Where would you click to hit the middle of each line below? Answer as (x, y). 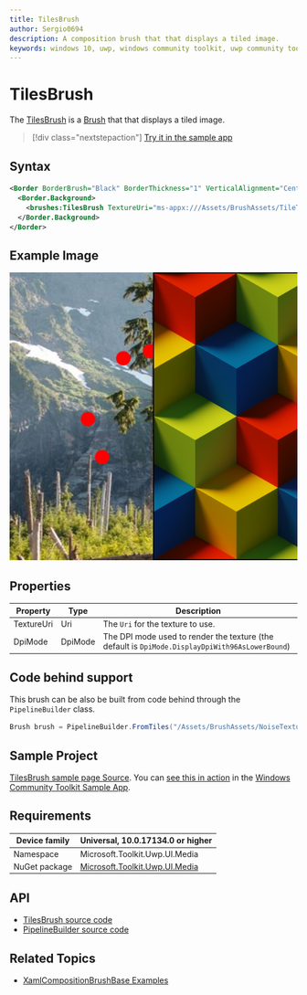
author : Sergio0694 (47, 29)
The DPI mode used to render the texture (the (188, 636)
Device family (43, 841)
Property (33, 610)
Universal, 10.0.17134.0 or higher (146, 841)
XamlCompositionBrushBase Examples (95, 980)
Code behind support (71, 677)
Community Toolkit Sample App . (70, 787)
